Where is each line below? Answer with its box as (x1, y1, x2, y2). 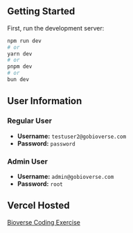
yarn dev (7, 50, 33, 58)
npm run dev (7, 37, 42, 44)
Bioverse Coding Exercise (7, 218, 81, 226)
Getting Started (7, 6, 76, 17)
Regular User (7, 116, 52, 126)
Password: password (17, 139, 76, 148)
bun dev (7, 76, 30, 83)
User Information (7, 95, 82, 107)
